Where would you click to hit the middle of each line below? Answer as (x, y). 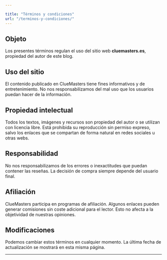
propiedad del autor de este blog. (39, 56)
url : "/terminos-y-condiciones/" (40, 19)
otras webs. (17, 138)
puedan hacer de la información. (39, 95)
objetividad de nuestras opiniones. (41, 214)
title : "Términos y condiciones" (40, 14)
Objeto (16, 39)
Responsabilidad (32, 154)
